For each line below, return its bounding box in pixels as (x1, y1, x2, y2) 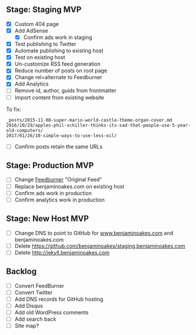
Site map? (14, 322, 39, 329)
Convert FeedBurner (14, 282, 65, 289)
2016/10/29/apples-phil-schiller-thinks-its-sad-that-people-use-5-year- (6, 122, 191, 128)
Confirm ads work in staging (23, 34, 92, 41)
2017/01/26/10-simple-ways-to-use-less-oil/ (6, 132, 117, 138)
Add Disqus (14, 302, 43, 309)
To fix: (6, 106, 22, 113)
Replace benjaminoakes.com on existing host (14, 183, 125, 190)
